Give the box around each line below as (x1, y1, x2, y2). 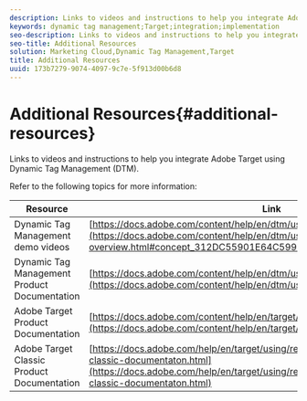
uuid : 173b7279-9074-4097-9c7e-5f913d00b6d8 (9, 65, 182, 74)
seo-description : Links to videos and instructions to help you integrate (9, 30, 301, 39)
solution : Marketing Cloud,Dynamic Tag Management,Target (9, 47, 235, 57)
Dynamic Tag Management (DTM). (9, 163, 140, 174)
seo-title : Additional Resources (9, 38, 137, 48)
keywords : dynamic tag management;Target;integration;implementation (9, 22, 281, 31)
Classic (14, 354, 46, 366)
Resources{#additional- (92, 104, 279, 124)
